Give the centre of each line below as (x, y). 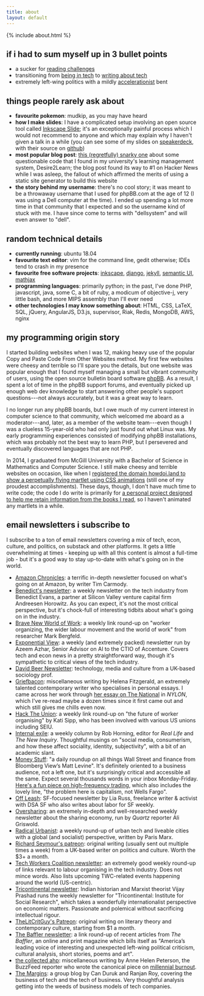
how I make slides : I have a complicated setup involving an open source (106, 122)
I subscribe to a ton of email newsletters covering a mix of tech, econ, (94, 540)
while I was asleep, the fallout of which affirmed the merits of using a (102, 174)
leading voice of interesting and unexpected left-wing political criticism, (105, 947)
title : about (23, 12)
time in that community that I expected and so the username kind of (100, 207)
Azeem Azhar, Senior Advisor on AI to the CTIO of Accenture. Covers (102, 649)
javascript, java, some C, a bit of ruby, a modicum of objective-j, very (102, 292)
